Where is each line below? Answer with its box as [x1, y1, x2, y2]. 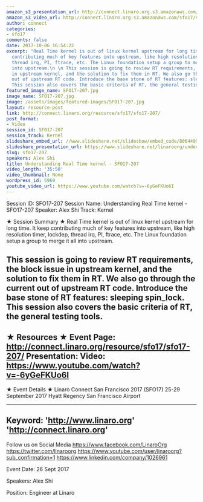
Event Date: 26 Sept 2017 [6, 465, 69, 472]
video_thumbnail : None [6, 172, 63, 178]
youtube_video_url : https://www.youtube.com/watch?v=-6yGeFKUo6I [6, 183, 174, 189]
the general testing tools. [6, 311, 103, 322]
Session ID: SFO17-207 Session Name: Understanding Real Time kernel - [6, 200, 187, 207]
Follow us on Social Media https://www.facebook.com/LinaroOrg [6, 441, 167, 448]
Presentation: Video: [26, 351, 106, 361]
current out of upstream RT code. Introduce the [6, 283, 188, 293]
